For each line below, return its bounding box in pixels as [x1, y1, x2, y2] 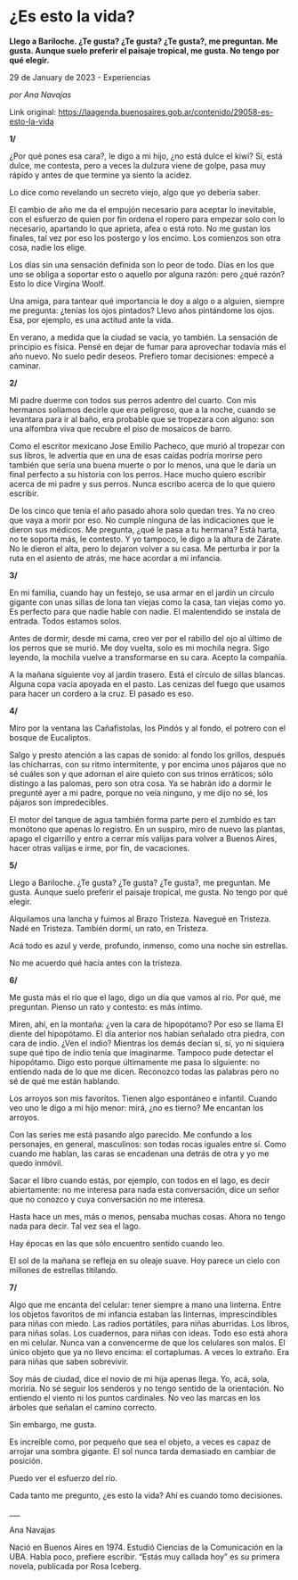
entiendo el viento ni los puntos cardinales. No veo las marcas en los [9, 1392, 261, 1402]
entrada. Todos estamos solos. [9, 616, 123, 626]
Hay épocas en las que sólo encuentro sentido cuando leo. [9, 1237, 225, 1248]
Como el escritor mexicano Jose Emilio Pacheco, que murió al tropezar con [9, 440, 286, 451]
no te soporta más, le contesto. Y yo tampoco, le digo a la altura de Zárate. [9, 534, 283, 544]
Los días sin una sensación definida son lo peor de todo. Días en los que [9, 259, 275, 269]
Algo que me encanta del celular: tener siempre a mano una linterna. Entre [9, 1299, 282, 1310]
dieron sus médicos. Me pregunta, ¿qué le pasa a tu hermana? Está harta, [9, 524, 279, 534]
